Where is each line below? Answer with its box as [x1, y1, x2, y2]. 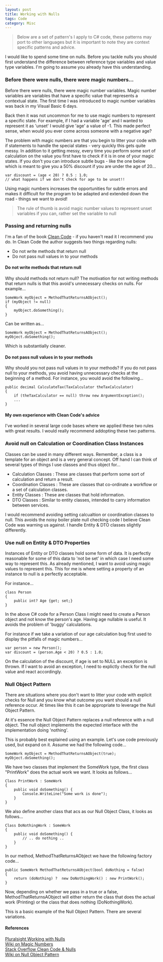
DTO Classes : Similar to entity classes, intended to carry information [12, 497, 150, 503]
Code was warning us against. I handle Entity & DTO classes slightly [5, 522, 141, 528]
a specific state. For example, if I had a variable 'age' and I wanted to [5, 117, 143, 123]
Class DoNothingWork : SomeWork [5, 823, 71, 828]
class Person [5, 590, 32, 595]
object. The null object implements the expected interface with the [5, 722, 138, 728]
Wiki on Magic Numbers [5, 941, 54, 947]
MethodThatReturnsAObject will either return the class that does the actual [5, 894, 155, 900]
